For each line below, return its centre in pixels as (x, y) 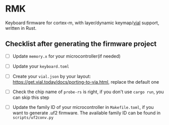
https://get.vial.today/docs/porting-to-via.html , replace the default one (86, 82)
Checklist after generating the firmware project (81, 44)
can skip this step (31, 97)
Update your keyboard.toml (41, 66)
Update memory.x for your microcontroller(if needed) (67, 56)
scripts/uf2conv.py (33, 118)
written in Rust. (21, 28)
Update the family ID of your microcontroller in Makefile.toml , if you (83, 107)
